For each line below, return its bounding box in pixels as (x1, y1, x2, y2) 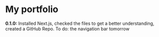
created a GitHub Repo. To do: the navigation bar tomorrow (5, 25, 130, 31)
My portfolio (5, 4, 59, 15)
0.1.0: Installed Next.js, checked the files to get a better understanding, (5, 20, 154, 26)
